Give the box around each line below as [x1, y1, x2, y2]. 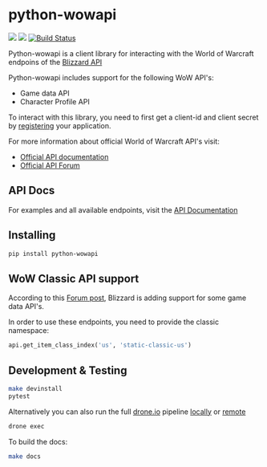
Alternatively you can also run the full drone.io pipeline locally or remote [8, 407, 246, 416]
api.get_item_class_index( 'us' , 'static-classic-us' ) [8, 341, 192, 350]
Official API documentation [19, 152, 109, 161]
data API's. [8, 302, 44, 311]
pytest [8, 392, 30, 400]
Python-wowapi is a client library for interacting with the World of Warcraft [8, 48, 254, 58]
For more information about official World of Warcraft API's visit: [8, 136, 220, 146]
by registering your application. [8, 120, 111, 130]
